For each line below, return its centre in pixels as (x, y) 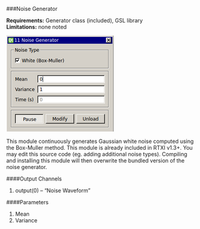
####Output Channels (34, 179)
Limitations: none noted (37, 27)
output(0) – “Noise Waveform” (53, 191)
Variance (26, 220)
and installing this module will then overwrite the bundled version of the (95, 161)
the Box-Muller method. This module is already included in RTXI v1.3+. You (99, 148)
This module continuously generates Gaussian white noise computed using (100, 141)
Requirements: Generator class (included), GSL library (75, 20)
